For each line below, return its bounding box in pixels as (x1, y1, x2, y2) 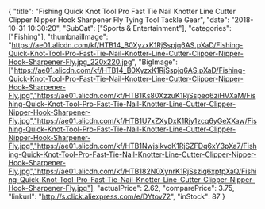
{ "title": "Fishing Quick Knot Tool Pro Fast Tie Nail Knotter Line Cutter (8, 7, 236, 16)
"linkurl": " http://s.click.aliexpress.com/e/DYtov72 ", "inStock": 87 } (8, 192, 226, 201)
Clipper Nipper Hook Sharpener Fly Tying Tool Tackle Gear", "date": (8, 15, 230, 25)
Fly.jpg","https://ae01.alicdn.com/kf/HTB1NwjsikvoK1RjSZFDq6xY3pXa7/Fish (8, 142, 258, 150)
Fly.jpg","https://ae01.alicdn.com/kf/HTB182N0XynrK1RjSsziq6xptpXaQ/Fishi (8, 166, 257, 176)
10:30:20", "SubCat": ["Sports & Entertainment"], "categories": (27, 24, 232, 32)
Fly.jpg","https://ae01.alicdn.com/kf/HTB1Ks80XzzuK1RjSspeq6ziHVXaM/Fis (8, 91, 256, 100)
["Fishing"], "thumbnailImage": (8, 32, 109, 41)
